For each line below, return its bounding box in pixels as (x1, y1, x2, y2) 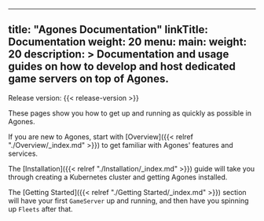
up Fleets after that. (8, 204, 73, 213)
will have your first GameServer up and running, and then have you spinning (8, 196, 249, 205)
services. (8, 149, 38, 158)
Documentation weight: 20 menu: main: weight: (8, 35, 247, 49)
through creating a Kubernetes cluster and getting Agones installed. (8, 172, 228, 182)
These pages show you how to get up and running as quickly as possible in (8, 108, 252, 118)
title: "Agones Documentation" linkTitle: (8, 23, 208, 36)
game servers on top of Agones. (8, 72, 169, 86)
